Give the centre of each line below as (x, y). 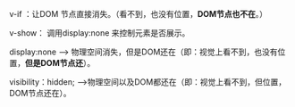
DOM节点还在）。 (40, 93)
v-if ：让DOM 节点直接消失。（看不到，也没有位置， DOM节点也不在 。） (139, 14)
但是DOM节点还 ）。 (60, 63)
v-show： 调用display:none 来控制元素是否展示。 (100, 33)
